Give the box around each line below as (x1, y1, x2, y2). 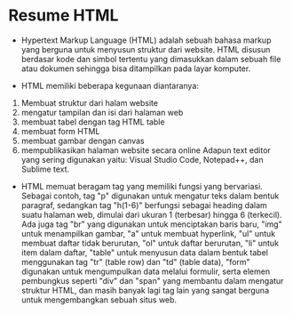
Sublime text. (20, 164, 70, 174)
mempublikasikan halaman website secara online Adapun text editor (20, 144, 272, 156)
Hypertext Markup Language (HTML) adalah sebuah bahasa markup (20, 35, 272, 45)
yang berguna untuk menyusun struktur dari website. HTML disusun (20, 44, 271, 54)
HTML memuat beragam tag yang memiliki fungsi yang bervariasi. (20, 181, 263, 191)
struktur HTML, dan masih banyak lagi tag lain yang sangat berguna (20, 285, 270, 295)
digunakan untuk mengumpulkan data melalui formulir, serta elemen (20, 266, 271, 277)
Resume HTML (8, 5, 119, 26)
